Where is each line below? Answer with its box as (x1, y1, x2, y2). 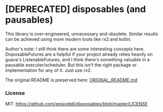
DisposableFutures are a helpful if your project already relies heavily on (5, 51, 153, 57)
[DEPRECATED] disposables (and (5, 4, 146, 15)
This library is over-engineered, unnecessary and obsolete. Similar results (5, 31, 158, 37)
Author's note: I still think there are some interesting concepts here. (5, 46, 145, 52)
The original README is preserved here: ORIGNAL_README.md (5, 77, 137, 83)
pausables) (5, 14, 53, 26)
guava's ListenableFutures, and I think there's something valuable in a (5, 56, 150, 62)
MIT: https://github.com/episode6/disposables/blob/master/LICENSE (5, 101, 148, 107)
